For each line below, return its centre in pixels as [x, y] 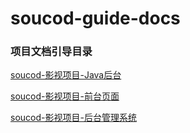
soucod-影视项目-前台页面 [65, 96]
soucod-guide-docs [95, 18]
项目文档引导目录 [51, 52]
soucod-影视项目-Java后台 [66, 75]
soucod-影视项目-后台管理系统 [73, 118]
